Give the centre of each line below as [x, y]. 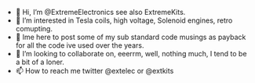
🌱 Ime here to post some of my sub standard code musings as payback [131, 37]
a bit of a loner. [40, 62]
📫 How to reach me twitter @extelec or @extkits [95, 71]
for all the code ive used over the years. [80, 45]
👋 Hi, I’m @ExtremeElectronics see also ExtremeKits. [100, 12]
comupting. [34, 29]
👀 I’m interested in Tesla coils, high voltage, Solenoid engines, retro [124, 20]
